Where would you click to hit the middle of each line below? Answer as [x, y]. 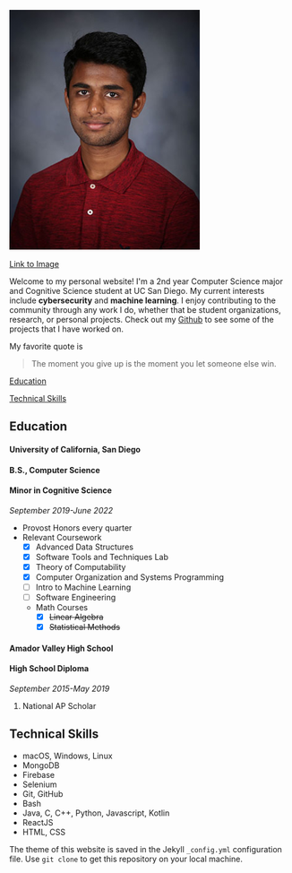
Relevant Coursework [62, 537]
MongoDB [41, 765]
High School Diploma [49, 669]
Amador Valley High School [61, 648]
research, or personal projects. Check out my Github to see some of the [142, 320]
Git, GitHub [43, 793]
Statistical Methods [85, 627]
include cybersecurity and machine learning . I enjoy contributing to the [142, 300]
